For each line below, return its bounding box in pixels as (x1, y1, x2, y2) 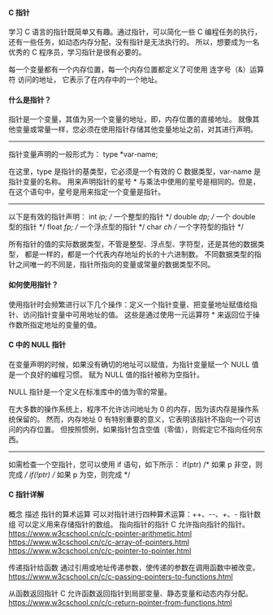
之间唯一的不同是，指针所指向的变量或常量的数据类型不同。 (15, 260, 215, 270)
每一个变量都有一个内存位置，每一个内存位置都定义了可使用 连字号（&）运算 (8, 65, 264, 75)
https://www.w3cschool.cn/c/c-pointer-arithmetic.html (8, 529, 193, 539)
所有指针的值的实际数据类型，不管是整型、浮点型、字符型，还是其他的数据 (8, 240, 258, 249)
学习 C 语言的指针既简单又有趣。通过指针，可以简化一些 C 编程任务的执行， (8, 27, 262, 37)
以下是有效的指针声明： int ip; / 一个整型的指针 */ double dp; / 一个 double (8, 212, 256, 222)
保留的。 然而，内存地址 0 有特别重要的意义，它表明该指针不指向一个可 (15, 414, 254, 424)
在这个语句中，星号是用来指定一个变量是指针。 (8, 187, 165, 197)
